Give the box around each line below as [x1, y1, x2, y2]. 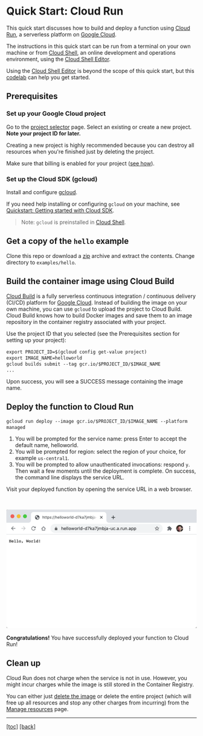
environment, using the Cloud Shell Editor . [6, 55, 111, 62]
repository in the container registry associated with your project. [6, 318, 166, 325]
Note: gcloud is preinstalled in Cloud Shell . [21, 218, 126, 226]
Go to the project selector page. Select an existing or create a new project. [6, 123, 192, 130]
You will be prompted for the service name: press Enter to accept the [14, 435, 187, 442]
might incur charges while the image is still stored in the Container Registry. [6, 681, 195, 688]
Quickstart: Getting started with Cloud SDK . [6, 206, 115, 214]
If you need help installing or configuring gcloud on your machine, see [6, 200, 180, 208]
